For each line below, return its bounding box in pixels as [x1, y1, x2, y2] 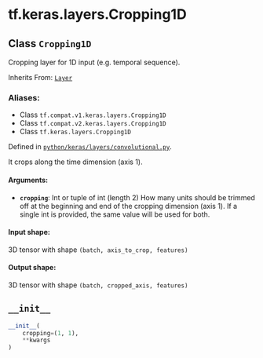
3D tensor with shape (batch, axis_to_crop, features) [8, 245, 188, 254]
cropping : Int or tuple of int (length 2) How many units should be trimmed [19, 192, 255, 202]
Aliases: [8, 92, 41, 103]
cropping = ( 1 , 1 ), [22, 329, 79, 337]
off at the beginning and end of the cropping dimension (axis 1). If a [19, 201, 238, 210]
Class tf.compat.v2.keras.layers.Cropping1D [19, 119, 166, 128]
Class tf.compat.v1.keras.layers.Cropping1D [19, 110, 166, 119]
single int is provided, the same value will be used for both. [19, 210, 210, 219]
